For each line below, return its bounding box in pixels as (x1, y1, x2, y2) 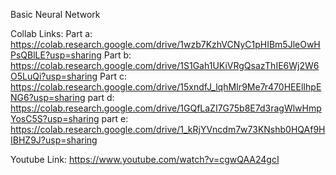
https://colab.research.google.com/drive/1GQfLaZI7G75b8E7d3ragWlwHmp (10, 102, 322, 114)
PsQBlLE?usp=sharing (10, 49, 102, 61)
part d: (87, 92, 115, 103)
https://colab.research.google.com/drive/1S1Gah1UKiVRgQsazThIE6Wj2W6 (10, 60, 320, 71)
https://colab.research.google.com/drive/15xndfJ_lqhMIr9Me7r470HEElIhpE (10, 81, 322, 93)
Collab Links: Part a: (10, 28, 93, 39)
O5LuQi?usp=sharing (10, 70, 98, 82)
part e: (101, 113, 129, 124)
